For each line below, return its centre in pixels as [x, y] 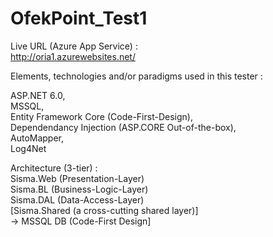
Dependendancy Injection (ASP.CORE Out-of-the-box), [123, 127]
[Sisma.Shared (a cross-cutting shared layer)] [104, 210]
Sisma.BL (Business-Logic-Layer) [79, 189]
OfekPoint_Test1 [79, 18]
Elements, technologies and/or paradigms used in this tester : [136, 76]
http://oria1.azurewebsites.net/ [73, 56]
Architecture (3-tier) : [54, 168]
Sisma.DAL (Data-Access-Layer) [77, 199]
